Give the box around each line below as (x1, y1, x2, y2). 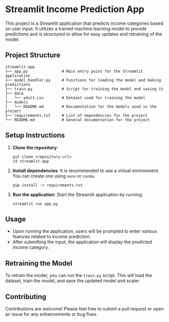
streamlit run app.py (12, 201, 58, 206)
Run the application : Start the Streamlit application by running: (12, 191, 143, 197)
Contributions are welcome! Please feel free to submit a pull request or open (5, 306, 164, 311)
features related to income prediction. (12, 234, 91, 240)
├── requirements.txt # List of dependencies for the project (5, 113, 148, 118)
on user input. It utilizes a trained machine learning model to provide (5, 25, 147, 31)
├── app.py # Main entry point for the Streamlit (5, 69, 143, 74)
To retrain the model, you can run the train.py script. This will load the (5, 273, 152, 279)
